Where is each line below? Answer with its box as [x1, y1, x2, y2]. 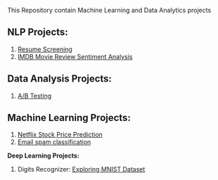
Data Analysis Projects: [7, 73, 113, 85]
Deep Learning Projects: [7, 151, 79, 160]
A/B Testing [17, 91, 52, 100]
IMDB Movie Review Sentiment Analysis [17, 52, 133, 60]
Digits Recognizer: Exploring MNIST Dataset [17, 165, 146, 174]
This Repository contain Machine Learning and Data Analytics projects [7, 6, 212, 14]
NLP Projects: [7, 26, 68, 38]
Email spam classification [17, 138, 91, 146]
